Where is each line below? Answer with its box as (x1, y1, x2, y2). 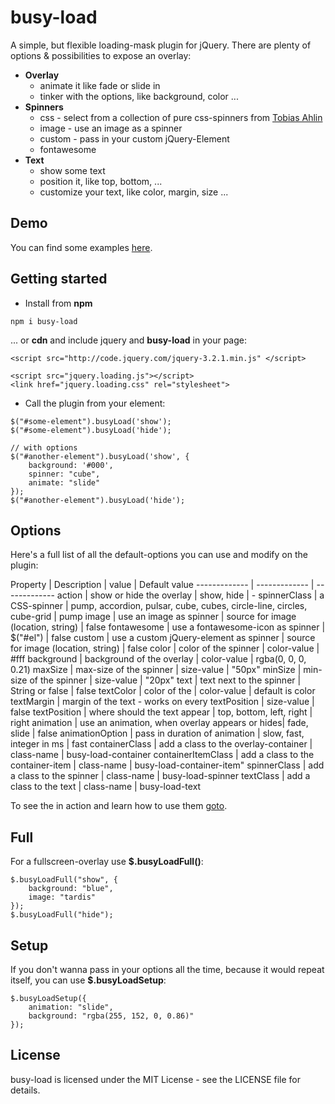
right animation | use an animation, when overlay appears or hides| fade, (10, 717, 309, 729)
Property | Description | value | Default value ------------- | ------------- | (10, 579, 315, 591)
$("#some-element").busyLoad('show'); (10, 416, 172, 426)
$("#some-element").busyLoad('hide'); (10, 425, 172, 435)
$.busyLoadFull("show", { (10, 875, 118, 885)
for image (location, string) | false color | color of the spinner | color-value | (10, 642, 320, 655)
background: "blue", (28, 884, 114, 894)
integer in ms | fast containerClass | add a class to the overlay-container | (10, 738, 313, 750)
